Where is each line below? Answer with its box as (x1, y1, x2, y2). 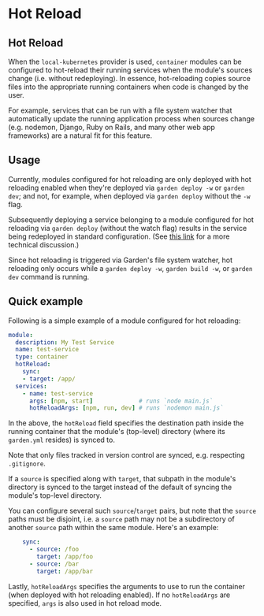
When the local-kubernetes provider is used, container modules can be (8, 57, 242, 66)
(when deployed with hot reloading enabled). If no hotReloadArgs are (8, 590, 231, 599)
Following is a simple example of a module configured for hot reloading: (8, 316, 241, 325)
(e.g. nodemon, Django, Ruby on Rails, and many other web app (8, 123, 215, 132)
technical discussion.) (8, 239, 80, 249)
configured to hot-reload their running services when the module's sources (8, 65, 253, 75)
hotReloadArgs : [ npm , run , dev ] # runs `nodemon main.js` (28, 404, 224, 412)
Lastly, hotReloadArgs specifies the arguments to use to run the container (8, 581, 246, 591)
